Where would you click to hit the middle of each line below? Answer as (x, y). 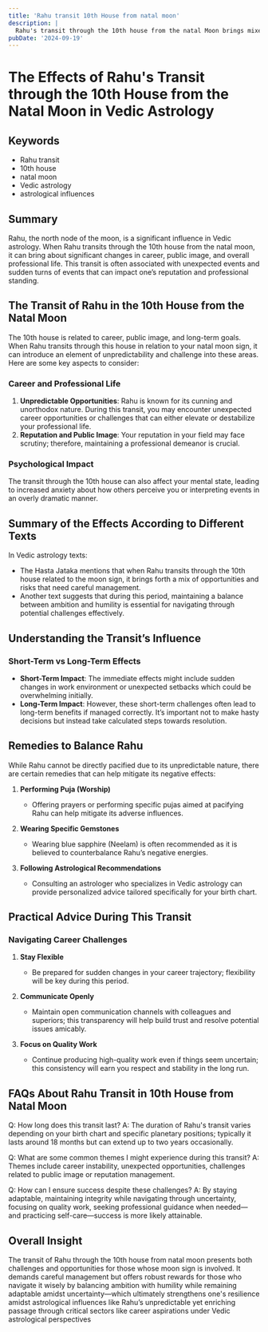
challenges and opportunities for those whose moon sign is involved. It (124, 1269)
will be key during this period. (80, 981)
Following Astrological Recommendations (91, 868)
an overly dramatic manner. (53, 498)
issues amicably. (59, 1029)
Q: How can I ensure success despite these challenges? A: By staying (123, 1190)
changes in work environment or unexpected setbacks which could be (135, 687)
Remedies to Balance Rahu (76, 746)
